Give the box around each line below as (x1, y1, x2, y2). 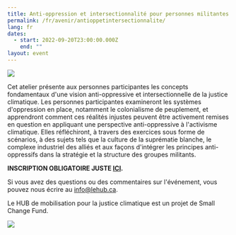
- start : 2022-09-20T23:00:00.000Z (13, 37, 119, 44)
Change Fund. (7, 206, 49, 214)
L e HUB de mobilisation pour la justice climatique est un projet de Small (7, 199, 216, 207)
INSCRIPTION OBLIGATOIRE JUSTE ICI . (7, 164, 124, 172)
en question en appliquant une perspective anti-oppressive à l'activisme (7, 120, 218, 128)
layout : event (7, 50, 49, 57)
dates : (7, 30, 27, 38)
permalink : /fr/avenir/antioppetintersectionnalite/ (7, 17, 166, 24)
